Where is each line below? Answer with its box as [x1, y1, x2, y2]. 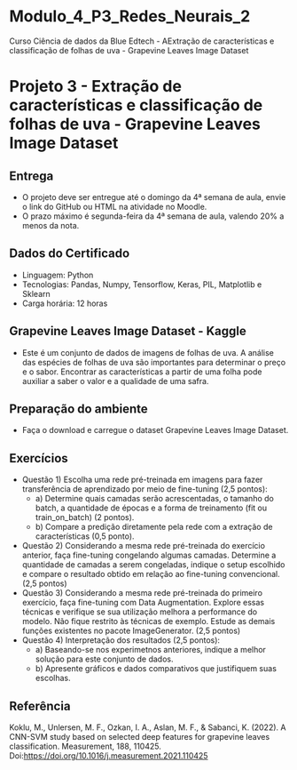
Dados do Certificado [9, 246, 130, 261]
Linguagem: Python [21, 269, 94, 280]
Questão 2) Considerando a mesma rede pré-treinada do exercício [21, 541, 266, 551]
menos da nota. [21, 220, 80, 230]
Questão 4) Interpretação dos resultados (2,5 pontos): [21, 635, 220, 646]
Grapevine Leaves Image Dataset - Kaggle [9, 324, 246, 339]
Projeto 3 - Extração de [9, 76, 182, 97]
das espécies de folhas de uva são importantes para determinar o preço [21, 357, 286, 367]
